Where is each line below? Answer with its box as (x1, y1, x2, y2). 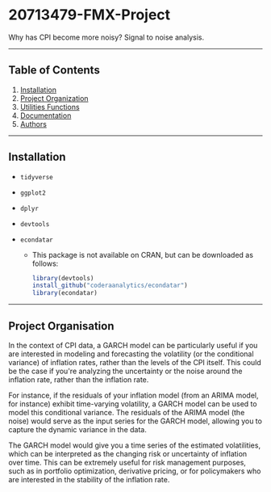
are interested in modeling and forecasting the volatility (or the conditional (8, 349, 254, 359)
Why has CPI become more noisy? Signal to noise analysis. (8, 32, 204, 42)
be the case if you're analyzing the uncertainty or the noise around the (8, 366, 243, 376)
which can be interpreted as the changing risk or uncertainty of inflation (8, 449, 248, 458)
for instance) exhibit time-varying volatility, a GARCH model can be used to (8, 399, 257, 409)
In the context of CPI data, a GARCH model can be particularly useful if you (8, 341, 258, 350)
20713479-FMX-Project (8, 6, 171, 24)
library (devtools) (31, 274, 94, 282)
